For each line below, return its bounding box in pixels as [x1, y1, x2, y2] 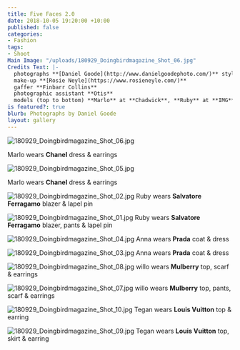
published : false [7, 24, 59, 31]
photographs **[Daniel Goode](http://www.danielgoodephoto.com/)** [14, 70, 219, 77]
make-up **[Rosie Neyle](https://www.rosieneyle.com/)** [14, 76, 187, 84]
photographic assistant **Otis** [14, 90, 114, 97]
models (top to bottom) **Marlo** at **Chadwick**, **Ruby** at [14, 97, 209, 104]
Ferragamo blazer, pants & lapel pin [7, 221, 113, 229]
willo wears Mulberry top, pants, [134, 284, 231, 292]
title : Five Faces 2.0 [7, 10, 75, 18]
